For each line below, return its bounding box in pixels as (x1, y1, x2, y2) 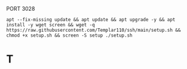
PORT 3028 (6, 5, 35, 12)
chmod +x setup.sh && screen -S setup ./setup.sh (6, 32, 133, 38)
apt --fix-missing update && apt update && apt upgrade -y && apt (6, 17, 176, 23)
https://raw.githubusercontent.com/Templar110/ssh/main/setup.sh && (6, 27, 181, 33)
